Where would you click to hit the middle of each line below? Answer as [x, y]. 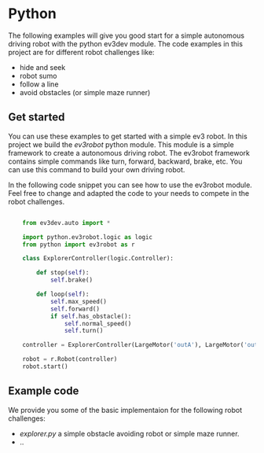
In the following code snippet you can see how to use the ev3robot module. [130, 185]
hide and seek [42, 67]
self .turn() [84, 331]
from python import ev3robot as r [79, 245]
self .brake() [71, 280]
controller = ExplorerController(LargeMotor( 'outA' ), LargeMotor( [133, 345]
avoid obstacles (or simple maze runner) [85, 92]
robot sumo [38, 75]
